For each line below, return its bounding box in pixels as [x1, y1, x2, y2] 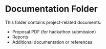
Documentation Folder [5, 3, 98, 15]
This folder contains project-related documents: [5, 19, 102, 25]
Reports [12, 34, 28, 40]
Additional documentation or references [12, 39, 93, 45]
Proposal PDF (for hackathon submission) [12, 29, 96, 34]
